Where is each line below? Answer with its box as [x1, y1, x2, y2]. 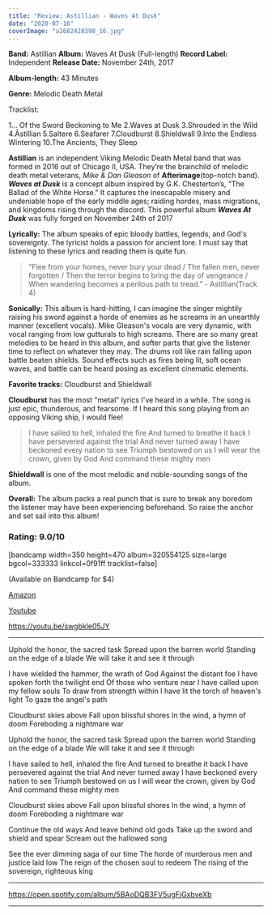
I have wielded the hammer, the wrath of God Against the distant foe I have [8, 669, 258, 679]
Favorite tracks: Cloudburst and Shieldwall [8, 380, 152, 389]
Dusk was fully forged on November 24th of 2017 [8, 214, 173, 223]
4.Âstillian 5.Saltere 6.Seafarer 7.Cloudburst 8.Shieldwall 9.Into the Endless [8, 129, 257, 138]
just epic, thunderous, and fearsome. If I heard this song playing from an [8, 404, 249, 414]
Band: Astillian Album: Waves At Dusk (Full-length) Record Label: [8, 49, 228, 59]
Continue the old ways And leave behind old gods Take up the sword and [8, 824, 253, 834]
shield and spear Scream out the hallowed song [8, 833, 168, 843]
